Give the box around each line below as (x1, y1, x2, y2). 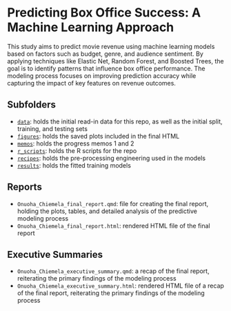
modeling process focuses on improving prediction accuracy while (7, 71, 197, 80)
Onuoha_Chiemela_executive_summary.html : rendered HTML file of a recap (17, 281, 224, 290)
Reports (7, 181, 43, 193)
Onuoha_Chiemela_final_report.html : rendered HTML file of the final (17, 221, 210, 230)
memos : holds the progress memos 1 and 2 (17, 139, 134, 148)
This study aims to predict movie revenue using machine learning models (7, 42, 215, 50)
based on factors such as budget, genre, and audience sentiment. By (7, 50, 203, 58)
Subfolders (7, 99, 57, 111)
